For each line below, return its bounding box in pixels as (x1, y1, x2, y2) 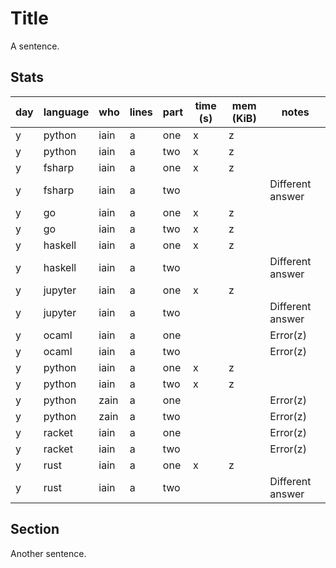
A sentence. (10, 40, 60, 52)
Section (10, 521, 60, 538)
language (43, 105, 90, 119)
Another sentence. (10, 547, 87, 559)
